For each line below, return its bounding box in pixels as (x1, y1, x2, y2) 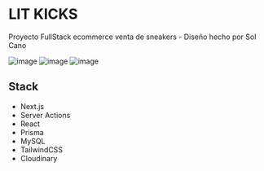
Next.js (20, 101, 45, 111)
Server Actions (20, 110, 71, 120)
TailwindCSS (20, 144, 64, 155)
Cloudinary (20, 153, 58, 163)
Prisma (20, 127, 45, 137)
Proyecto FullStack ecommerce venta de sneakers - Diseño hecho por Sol (8, 32, 257, 42)
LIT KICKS (8, 5, 78, 24)
